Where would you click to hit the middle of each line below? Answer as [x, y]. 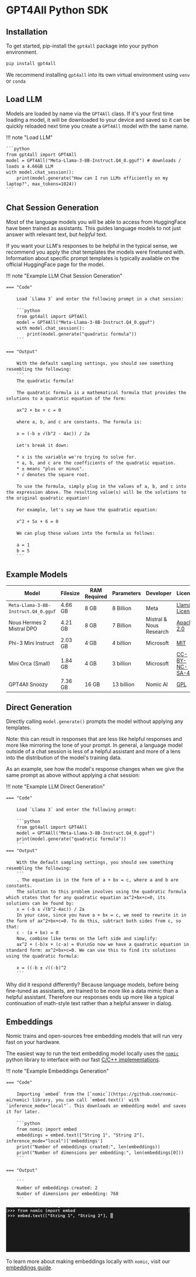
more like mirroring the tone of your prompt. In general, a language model [94, 745]
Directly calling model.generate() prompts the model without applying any [95, 722]
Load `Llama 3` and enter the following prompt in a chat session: [100, 299]
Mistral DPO [23, 629]
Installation [27, 32]
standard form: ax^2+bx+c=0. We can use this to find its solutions [91, 950]
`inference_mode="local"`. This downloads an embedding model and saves [96, 1106]
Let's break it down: [43, 445]
